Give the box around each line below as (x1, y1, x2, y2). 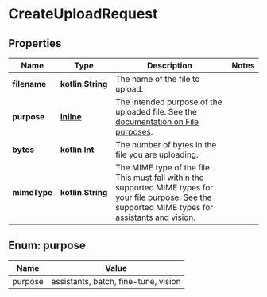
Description (146, 61, 192, 71)
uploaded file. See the (114, 107, 197, 117)
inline (60, 111, 82, 122)
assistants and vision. (114, 212, 196, 223)
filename (12, 79, 47, 89)
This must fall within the (114, 172, 204, 183)
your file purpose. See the (114, 192, 212, 203)
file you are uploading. (114, 149, 199, 160)
